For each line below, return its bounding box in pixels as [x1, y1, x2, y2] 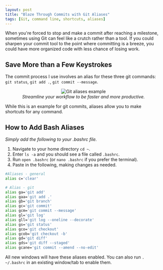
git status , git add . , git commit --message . [5, 79, 98, 85]
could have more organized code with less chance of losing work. [5, 46, 140, 52]
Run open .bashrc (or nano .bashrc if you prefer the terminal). [12, 157, 138, 162]
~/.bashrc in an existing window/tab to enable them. [5, 260, 112, 265]
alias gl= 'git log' [5, 213, 46, 218]
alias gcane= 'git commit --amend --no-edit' [5, 245, 99, 250]
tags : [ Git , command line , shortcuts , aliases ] [5, 16, 106, 21]
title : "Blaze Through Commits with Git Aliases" [5, 12, 110, 17]
